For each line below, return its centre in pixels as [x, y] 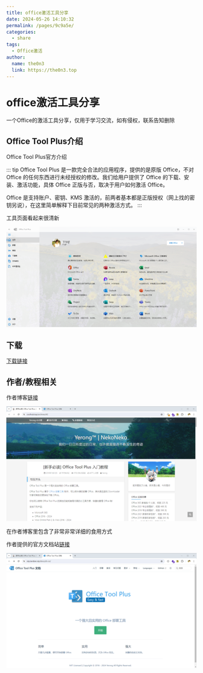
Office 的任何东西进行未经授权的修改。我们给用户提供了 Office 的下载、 [95, 177]
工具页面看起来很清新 [33, 218]
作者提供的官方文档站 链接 [38, 544]
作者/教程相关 [32, 382]
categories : [21, 32]
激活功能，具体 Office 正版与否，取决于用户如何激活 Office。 [92, 185]
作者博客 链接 [22, 398]
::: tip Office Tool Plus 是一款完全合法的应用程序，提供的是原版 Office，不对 [100, 170]
